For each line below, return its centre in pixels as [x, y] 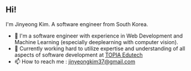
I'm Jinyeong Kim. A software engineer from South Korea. [77, 24]
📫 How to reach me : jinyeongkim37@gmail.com [75, 61]
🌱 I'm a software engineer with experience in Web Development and [99, 36]
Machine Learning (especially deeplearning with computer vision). [96, 42]
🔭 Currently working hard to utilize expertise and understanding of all [100, 48]
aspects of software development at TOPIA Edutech [78, 55]
